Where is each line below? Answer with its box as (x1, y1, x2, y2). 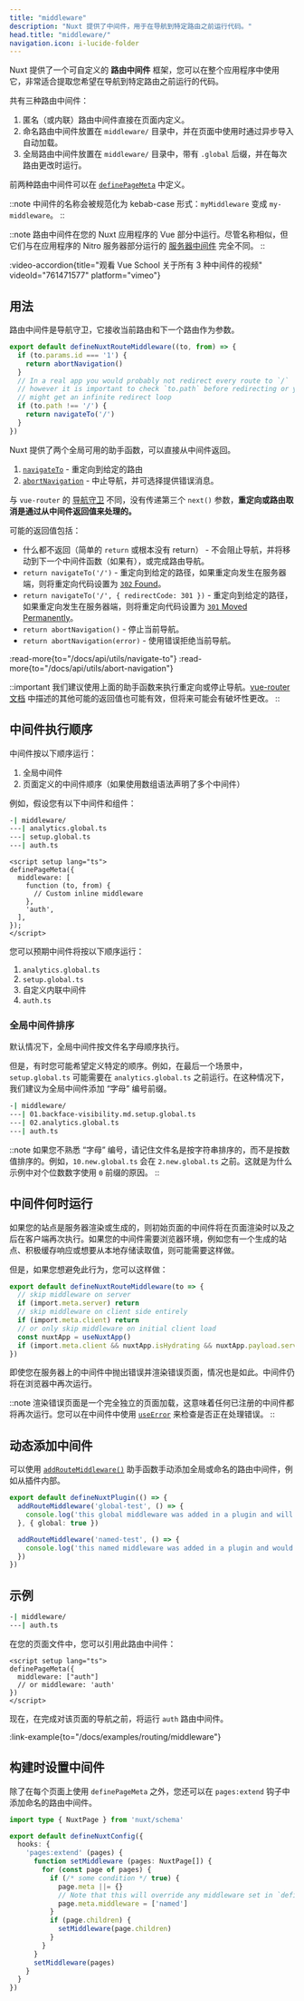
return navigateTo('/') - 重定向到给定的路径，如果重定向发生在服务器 (22, 566, 287, 577)
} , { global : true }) (17, 1518, 100, 1527)
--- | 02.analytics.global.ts (9, 1118, 119, 1128)
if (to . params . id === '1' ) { (17, 350, 128, 359)
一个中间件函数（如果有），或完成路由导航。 (46, 555, 210, 566)
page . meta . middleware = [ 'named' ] (57, 1898, 188, 1908)
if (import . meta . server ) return (17, 1299, 140, 1308)
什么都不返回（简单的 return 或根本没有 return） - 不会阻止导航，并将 (22, 544, 283, 554)
